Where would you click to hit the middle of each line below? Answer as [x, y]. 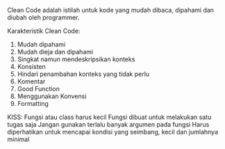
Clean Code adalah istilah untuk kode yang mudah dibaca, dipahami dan [110, 10]
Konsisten [32, 66]
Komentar [31, 81]
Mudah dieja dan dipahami [55, 52]
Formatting [33, 103]
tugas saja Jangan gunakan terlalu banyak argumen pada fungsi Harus [108, 124]
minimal [18, 139]
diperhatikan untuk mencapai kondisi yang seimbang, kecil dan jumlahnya [113, 132]
